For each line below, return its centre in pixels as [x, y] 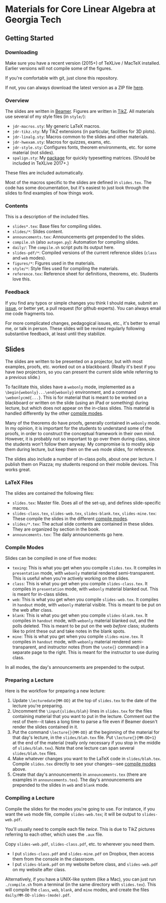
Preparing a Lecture [29, 680]
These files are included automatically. [45, 173]
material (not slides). [33, 153]
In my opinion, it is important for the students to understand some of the [79, 428]
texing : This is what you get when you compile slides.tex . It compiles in [86, 568]
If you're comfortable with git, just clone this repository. [62, 78]
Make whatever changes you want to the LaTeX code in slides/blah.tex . [87, 759]
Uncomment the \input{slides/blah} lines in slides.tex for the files [82, 711]
